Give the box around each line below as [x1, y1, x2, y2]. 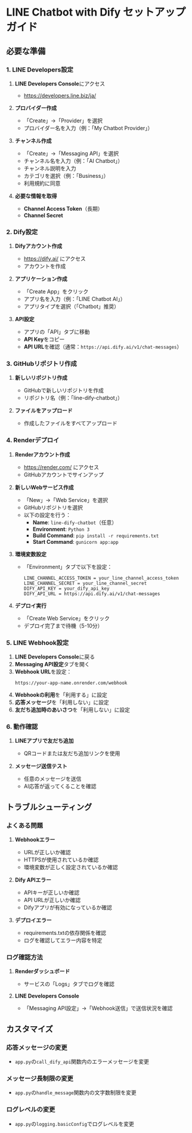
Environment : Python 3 [32, 525, 90, 532]
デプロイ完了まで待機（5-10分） [23, 622, 103, 629]
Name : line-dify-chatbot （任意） [32, 519, 117, 526]
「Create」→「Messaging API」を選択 [23, 150, 119, 157]
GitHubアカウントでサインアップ [23, 471, 104, 478]
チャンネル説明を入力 [23, 165, 76, 172]
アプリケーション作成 [14, 275, 67, 282]
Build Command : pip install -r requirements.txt [32, 532, 159, 539]
